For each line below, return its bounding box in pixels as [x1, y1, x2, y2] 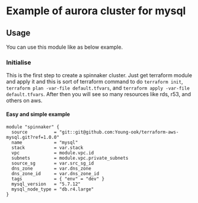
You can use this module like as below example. [6, 43, 123, 50]
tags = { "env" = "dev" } [11, 176, 105, 182]
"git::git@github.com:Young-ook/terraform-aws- [59, 129, 179, 135]
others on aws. [6, 97, 43, 104]
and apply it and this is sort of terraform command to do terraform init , [6, 78, 183, 85]
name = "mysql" [11, 139, 78, 145]
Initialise [6, 58, 31, 66]
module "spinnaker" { [6, 123, 60, 130]
